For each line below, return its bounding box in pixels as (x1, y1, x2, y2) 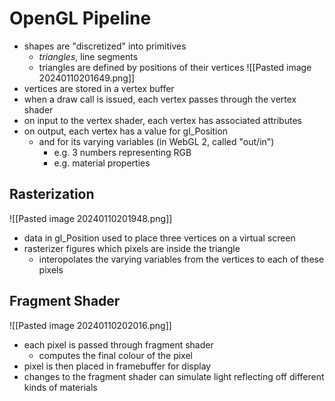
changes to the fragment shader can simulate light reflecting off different (23, 370, 325, 382)
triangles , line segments (38, 50, 139, 62)
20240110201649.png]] (38, 72, 136, 84)
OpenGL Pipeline (9, 7, 152, 30)
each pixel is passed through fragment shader (23, 338, 214, 351)
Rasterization (9, 186, 95, 203)
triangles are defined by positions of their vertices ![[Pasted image (38, 61, 312, 73)
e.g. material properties (53, 157, 151, 169)
